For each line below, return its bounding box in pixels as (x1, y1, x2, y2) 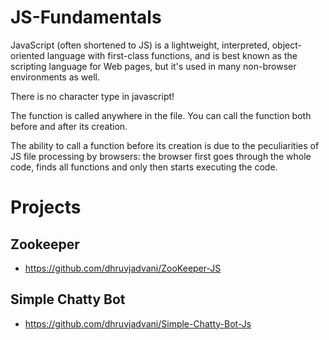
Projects (10, 196, 82, 219)
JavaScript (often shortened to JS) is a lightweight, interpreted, (10, 39, 270, 51)
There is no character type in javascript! (10, 90, 175, 102)
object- (271, 39, 302, 51)
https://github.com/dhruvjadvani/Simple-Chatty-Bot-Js (24, 317, 252, 330)
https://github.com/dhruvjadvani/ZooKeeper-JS (24, 262, 222, 274)
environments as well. (10, 71, 101, 83)
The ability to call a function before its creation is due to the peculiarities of (10, 139, 320, 151)
